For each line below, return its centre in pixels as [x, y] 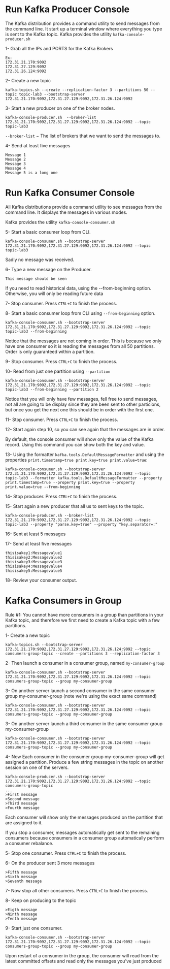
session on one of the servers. [37, 767]
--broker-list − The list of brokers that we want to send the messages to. [83, 136]
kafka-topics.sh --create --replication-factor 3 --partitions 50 [77, 90]
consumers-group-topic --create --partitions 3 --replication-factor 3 [82, 654]
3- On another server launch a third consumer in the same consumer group [84, 723]
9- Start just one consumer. [34, 928]
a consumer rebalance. [29, 843]
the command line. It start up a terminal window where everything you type [84, 28]
